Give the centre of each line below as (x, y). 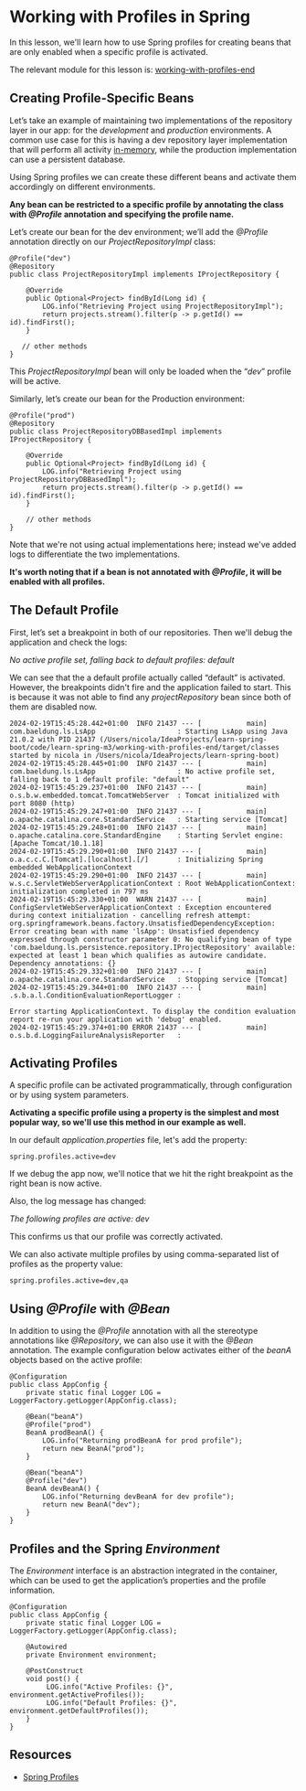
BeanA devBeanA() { (63, 1489)
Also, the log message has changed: (78, 1201)
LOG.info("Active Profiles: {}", (110, 1687)
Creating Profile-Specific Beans (102, 98)
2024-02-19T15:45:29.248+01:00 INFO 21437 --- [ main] (138, 827)
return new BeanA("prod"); (94, 1449)
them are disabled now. (53, 707)
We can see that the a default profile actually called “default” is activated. (148, 677)
